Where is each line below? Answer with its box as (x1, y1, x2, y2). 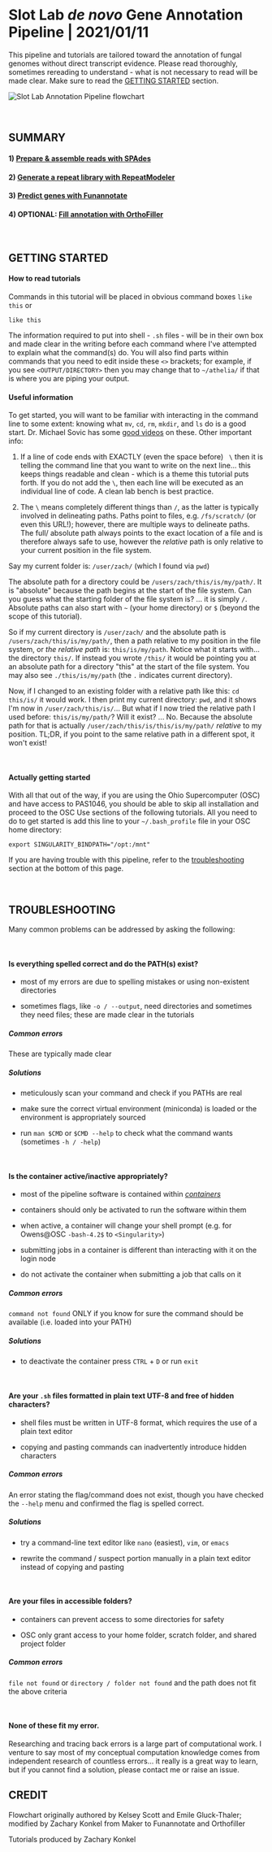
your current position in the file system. (19, 546, 152, 555)
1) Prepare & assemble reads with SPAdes (8, 153, 152, 163)
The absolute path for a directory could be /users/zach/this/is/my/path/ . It (8, 577, 262, 587)
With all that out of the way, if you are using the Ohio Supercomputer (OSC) (8, 790, 261, 800)
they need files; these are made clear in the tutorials (19, 1010, 195, 1019)
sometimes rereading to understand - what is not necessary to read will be (8, 67, 258, 76)
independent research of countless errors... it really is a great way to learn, (8, 1756, 258, 1766)
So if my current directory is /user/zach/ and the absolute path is (8, 628, 227, 637)
